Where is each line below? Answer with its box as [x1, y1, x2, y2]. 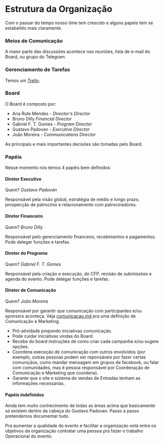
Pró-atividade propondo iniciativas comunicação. [12, 327, 112, 334]
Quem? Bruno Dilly [5, 224, 43, 230]
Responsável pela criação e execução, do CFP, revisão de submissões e [5, 271, 152, 277]
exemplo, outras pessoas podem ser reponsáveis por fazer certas [12, 354, 146, 360]
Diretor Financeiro [5, 213, 43, 219]
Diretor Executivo [5, 176, 42, 182]
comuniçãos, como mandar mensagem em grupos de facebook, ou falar [12, 359, 159, 365]
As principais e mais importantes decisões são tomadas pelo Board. [5, 141, 143, 147]
